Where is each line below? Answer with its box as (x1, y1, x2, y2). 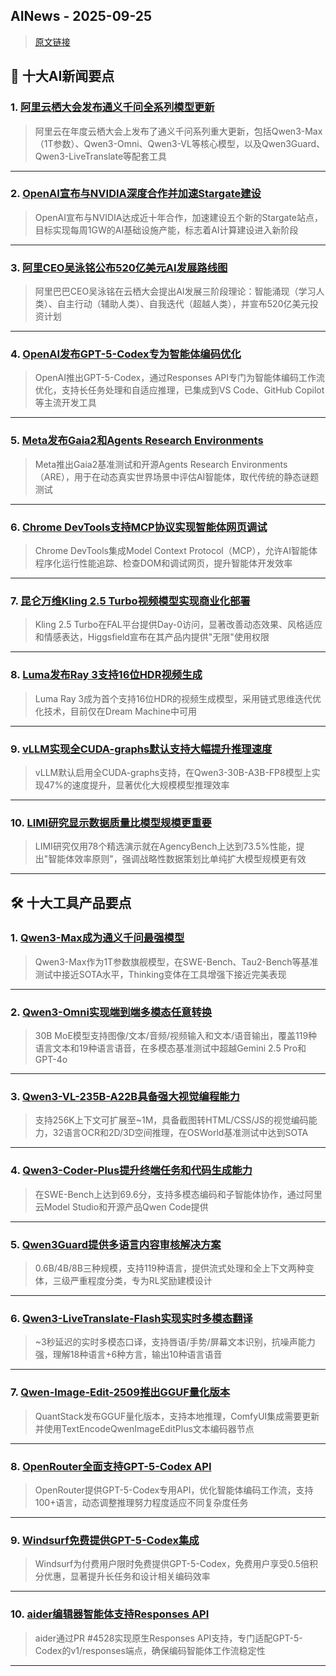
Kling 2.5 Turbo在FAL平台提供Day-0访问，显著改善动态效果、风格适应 (34, 619, 323, 631)
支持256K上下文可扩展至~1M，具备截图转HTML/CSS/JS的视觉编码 (34, 1114, 309, 1126)
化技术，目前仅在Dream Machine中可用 (34, 705, 197, 717)
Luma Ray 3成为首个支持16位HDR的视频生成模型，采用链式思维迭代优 (34, 692, 322, 704)
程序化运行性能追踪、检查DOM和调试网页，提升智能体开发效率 (34, 557, 293, 569)
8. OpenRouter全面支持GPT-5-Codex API (10, 1459, 212, 1473)
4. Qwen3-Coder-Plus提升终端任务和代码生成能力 (10, 1164, 253, 1178)
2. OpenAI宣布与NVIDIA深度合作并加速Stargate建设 (10, 187, 262, 201)
